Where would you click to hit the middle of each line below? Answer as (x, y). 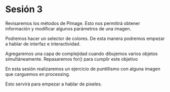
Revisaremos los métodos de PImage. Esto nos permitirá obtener (73, 23)
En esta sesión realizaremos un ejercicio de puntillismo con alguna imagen (83, 69)
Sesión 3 (24, 9)
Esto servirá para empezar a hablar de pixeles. (54, 84)
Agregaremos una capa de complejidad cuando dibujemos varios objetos (81, 54)
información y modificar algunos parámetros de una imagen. (68, 28)
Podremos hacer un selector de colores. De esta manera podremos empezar (85, 38)
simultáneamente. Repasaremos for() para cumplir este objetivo (72, 59)
